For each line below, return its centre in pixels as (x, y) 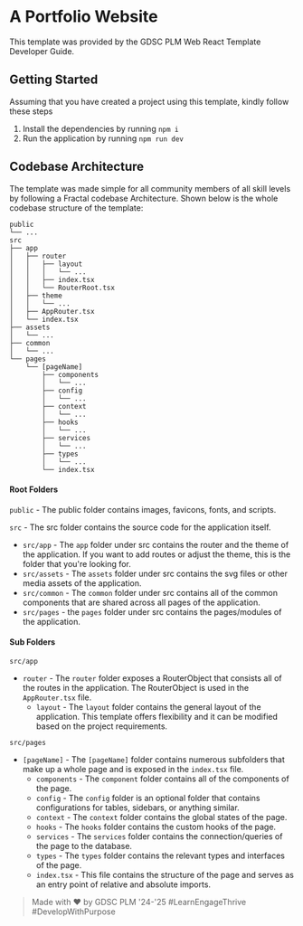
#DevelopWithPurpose (73, 912)
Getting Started (54, 80)
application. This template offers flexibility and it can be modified (157, 716)
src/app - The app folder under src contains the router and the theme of (156, 544)
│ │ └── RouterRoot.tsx (62, 288)
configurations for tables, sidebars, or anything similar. (137, 808)
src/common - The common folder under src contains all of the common (150, 592)
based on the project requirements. (102, 726)
